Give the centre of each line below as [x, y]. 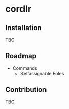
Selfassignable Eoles [42, 73]
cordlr [18, 9]
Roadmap [21, 56]
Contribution [26, 90]
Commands [25, 68]
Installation [24, 28]
